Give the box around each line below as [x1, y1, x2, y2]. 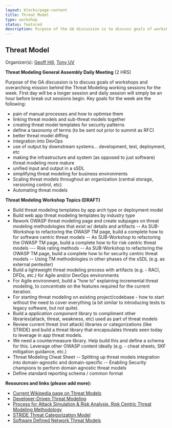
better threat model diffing [12, 132, 69, 138]
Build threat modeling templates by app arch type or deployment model [12, 207, 163, 213]
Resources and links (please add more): [5, 380, 92, 386]
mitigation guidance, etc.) [12, 348, 67, 354]
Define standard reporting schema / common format [12, 370, 123, 376]
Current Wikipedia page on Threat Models [12, 390, 101, 396]
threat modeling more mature [12, 159, 75, 166]
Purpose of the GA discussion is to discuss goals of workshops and [5, 79, 148, 85]
